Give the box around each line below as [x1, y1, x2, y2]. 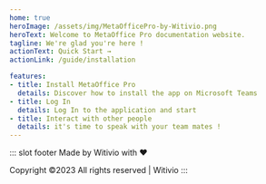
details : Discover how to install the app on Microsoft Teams [17, 88, 258, 98]
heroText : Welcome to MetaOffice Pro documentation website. [9, 30, 246, 39]
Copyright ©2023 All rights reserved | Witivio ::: [9, 165, 189, 176]
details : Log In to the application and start [17, 105, 197, 114]
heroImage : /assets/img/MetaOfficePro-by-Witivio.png [9, 22, 218, 31]
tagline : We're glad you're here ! [9, 38, 144, 48]
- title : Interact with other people [9, 114, 153, 123]
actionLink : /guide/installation [9, 55, 136, 64]
